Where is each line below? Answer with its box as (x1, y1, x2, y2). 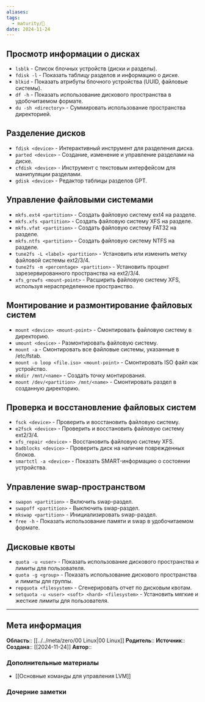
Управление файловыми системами (6, 195, 154, 205)
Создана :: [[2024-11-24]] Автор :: (6, 643, 92, 651)
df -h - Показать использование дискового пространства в (15, 91, 172, 99)
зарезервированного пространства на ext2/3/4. (15, 269, 140, 277)
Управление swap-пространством (6, 482, 146, 492)
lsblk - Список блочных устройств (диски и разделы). (15, 65, 157, 72)
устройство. (15, 365, 48, 372)
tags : (6, 15, 20, 21)
